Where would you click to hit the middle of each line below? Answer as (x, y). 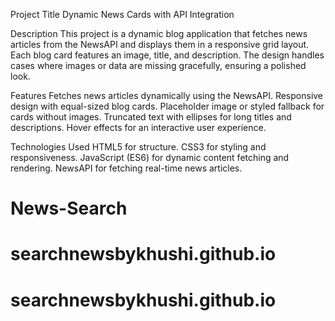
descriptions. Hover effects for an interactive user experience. (138, 127)
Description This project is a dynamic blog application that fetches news (159, 33)
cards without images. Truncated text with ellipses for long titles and (151, 117)
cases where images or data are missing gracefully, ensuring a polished (158, 65)
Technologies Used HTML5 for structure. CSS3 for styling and (138, 147)
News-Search (69, 208)
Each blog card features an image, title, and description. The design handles (167, 55)
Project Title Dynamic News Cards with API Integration (122, 14)
